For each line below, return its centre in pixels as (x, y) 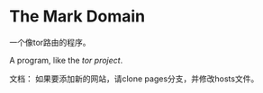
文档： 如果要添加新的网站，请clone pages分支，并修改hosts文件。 (134, 79)
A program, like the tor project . (66, 60)
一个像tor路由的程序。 (50, 42)
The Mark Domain (77, 17)
